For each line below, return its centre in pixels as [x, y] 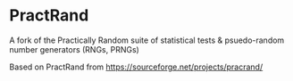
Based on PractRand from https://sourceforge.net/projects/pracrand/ [136, 67]
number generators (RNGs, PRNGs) [75, 49]
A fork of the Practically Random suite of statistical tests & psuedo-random [147, 40]
